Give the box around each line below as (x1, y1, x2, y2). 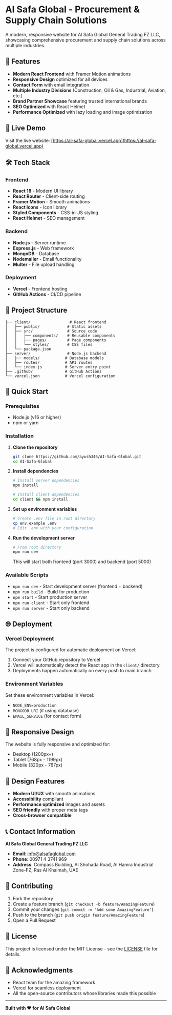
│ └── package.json (5, 346, 52, 351)
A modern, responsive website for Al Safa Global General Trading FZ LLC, (5, 31, 160, 37)
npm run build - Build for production (12, 588, 90, 595)
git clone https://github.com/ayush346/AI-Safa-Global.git (12, 454, 142, 459)
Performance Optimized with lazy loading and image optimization (12, 109, 153, 115)
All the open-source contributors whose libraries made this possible (12, 990, 156, 997)
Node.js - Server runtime (12, 239, 66, 245)
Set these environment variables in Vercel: (5, 692, 95, 698)
